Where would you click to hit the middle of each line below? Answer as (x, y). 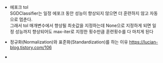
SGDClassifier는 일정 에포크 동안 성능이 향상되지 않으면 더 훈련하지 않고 (79, 13)
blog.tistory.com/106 (31, 47)
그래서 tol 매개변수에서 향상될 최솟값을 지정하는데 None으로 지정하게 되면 (81, 25)
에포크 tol (19, 7)
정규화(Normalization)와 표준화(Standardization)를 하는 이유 (69, 42)
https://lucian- (143, 42)
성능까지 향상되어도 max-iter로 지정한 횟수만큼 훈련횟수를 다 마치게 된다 (84, 31)
